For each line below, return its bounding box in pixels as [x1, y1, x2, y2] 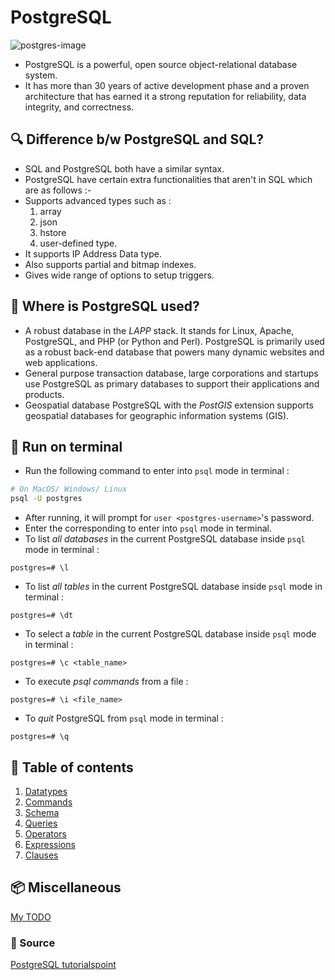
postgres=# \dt [10, 611, 74, 621]
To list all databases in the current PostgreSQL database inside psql [24, 533, 306, 545]
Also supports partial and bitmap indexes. [24, 258, 197, 270]
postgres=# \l [10, 563, 70, 573]
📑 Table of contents [10, 759, 134, 776]
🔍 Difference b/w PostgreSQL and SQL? [10, 131, 265, 148]
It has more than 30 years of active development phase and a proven [24, 79, 310, 91]
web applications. [24, 356, 98, 368]
